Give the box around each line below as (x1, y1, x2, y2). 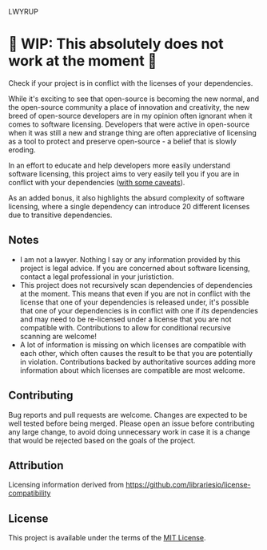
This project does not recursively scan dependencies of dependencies (19, 280, 253, 289)
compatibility (8, 488, 51, 498)
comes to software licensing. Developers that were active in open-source (8, 119, 250, 129)
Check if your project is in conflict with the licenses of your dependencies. (8, 78, 253, 87)
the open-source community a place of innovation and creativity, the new (8, 102, 250, 111)
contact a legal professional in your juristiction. (19, 272, 174, 281)
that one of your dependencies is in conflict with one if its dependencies (19, 305, 258, 315)
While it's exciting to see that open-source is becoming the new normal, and (8, 94, 260, 103)
